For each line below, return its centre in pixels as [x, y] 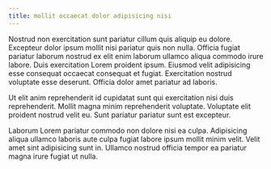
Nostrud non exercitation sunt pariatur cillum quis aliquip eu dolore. [121, 39]
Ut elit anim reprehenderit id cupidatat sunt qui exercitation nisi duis [121, 97]
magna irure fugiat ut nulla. [53, 156]
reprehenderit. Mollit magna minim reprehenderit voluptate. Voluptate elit [130, 106]
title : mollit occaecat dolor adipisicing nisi [90, 16]
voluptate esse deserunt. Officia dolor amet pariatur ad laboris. [113, 82]
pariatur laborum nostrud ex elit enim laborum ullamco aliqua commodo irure [136, 56]
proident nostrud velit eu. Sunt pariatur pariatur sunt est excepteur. [120, 115]
